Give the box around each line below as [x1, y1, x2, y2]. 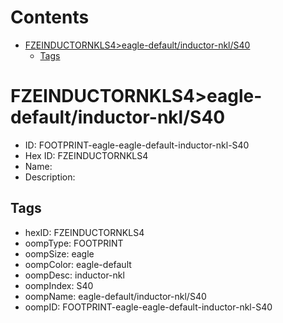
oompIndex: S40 [24, 279, 94, 291]
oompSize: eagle [24, 247, 95, 260]
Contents [10, 6, 90, 29]
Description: [24, 171, 76, 183]
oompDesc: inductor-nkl [24, 269, 125, 281]
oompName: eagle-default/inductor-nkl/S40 [24, 290, 207, 302]
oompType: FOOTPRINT [24, 237, 124, 249]
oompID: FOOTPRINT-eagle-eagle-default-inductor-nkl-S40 [24, 301, 273, 313]
